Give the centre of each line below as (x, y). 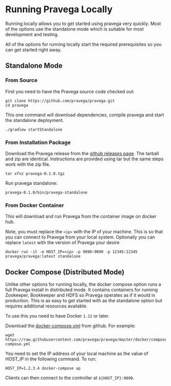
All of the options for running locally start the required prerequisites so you (83, 44)
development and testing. (32, 34)
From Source (21, 80)
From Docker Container (35, 205)
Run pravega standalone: (31, 183)
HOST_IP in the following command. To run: (51, 359)
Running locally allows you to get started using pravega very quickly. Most (83, 23)
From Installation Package (38, 142)
